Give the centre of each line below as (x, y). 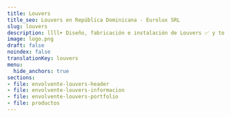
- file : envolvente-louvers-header (58, 84)
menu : (15, 65)
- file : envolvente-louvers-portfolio (63, 97)
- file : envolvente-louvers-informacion (66, 90)
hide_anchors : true (41, 71)
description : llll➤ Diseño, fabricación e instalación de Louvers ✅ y (111, 33)
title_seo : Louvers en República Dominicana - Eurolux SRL (94, 20)
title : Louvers (29, 13)
